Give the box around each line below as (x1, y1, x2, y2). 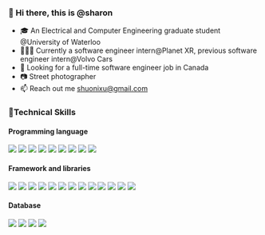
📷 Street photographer (19, 72, 97, 82)
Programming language (8, 126, 89, 136)
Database (8, 201, 42, 210)
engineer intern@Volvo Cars (19, 54, 113, 64)
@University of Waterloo (19, 38, 101, 47)
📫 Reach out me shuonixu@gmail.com (19, 84, 148, 94)
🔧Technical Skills (8, 107, 76, 118)
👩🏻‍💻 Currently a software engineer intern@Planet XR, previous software (19, 46, 258, 55)
